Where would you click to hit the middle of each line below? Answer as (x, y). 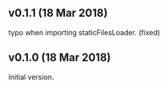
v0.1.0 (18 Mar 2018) (60, 58)
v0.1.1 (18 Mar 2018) (58, 13)
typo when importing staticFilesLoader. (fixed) (84, 32)
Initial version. (31, 77)
